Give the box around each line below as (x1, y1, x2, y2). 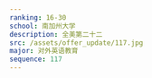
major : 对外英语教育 (9, 47, 79, 56)
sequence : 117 (9, 55, 63, 64)
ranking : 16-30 (9, 13, 67, 22)
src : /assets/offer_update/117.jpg (9, 38, 144, 48)
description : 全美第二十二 (9, 30, 103, 39)
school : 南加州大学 (9, 22, 76, 30)
